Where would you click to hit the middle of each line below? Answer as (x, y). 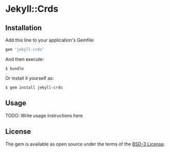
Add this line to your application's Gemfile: (50, 40)
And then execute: (25, 59)
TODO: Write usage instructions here (44, 115)
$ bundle (15, 69)
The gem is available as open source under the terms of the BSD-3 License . (85, 144)
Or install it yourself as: (29, 78)
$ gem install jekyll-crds (34, 88)
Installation (24, 28)
